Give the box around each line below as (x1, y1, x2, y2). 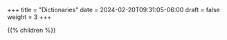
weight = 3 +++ (7, 13, 52, 21)
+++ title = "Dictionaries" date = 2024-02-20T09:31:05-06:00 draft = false (7, 6, 220, 14)
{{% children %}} (7, 26, 57, 34)
